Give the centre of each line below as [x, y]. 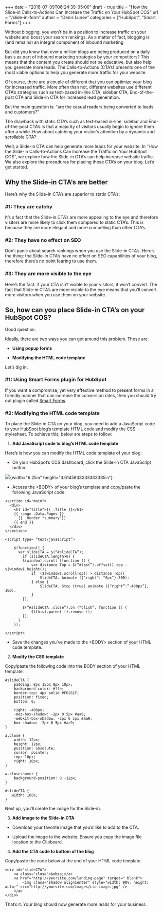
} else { [40, 582]
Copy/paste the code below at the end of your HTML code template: [73, 861]
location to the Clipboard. [37, 842]
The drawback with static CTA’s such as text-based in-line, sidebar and [76, 121]
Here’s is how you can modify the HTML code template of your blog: [73, 453]
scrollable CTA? [21, 137]
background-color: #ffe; [39, 689]
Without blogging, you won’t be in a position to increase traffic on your [76, 32]
